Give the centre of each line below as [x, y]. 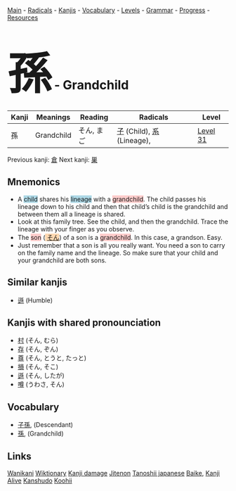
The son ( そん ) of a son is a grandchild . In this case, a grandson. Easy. [120, 237]
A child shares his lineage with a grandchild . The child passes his [112, 199]
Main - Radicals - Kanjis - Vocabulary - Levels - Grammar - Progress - [109, 10]
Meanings [53, 117]
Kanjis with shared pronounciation [84, 323]
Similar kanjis [38, 282]
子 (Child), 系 [138, 131]
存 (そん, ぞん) [38, 349]
